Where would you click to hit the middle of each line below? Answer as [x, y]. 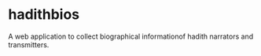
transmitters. [29, 44]
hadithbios [44, 15]
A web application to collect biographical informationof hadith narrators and [131, 36]
